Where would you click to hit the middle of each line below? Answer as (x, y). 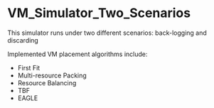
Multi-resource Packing (52, 75)
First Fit (29, 67)
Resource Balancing (47, 82)
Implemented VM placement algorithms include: (77, 54)
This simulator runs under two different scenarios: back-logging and (107, 33)
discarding (23, 40)
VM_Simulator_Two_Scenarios (99, 13)
